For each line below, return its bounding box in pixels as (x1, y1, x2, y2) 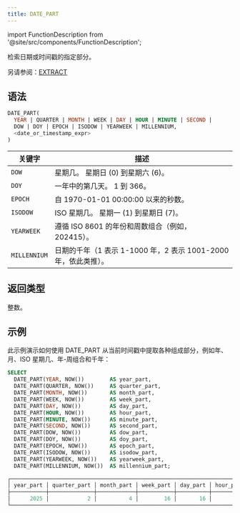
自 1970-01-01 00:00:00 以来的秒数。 (54, 194, 189, 204)
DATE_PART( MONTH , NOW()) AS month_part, (14, 389, 155, 397)
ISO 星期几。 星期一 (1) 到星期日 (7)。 (54, 208, 183, 218)
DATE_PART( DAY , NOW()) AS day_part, (14, 402, 149, 409)
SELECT (7, 369, 27, 377)
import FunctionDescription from (7, 30, 104, 39)
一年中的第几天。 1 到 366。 (54, 181, 151, 191)
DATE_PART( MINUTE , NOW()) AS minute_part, (14, 416, 159, 423)
